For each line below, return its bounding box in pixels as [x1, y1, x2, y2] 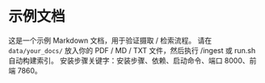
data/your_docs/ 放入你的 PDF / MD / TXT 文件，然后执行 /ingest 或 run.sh [8, 45, 256, 55]
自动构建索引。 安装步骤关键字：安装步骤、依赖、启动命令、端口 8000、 [8, 56, 250, 65]
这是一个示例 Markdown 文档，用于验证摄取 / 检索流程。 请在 [8, 35, 212, 45]
